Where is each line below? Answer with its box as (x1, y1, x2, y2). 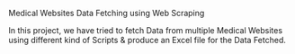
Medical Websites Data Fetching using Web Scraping (8, 8, 205, 18)
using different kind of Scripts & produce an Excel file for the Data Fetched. (8, 35, 287, 45)
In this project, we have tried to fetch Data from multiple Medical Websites (8, 25, 283, 35)
